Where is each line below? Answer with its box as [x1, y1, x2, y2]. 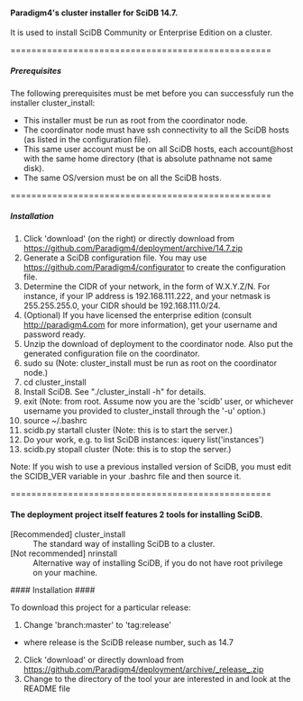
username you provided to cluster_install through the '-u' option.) [23, 405, 267, 416]
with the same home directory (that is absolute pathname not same [23, 153, 273, 164]
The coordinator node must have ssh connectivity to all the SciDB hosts [23, 124, 289, 135]
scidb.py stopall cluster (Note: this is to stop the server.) [23, 444, 232, 455]
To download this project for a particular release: [10, 602, 191, 613]
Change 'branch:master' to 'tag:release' [23, 620, 172, 631]
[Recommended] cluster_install [10, 529, 125, 540]
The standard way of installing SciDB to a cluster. [32, 539, 216, 550]
